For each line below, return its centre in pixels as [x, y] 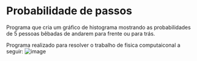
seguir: [15, 51]
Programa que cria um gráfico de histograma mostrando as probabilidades [98, 27]
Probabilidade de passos [69, 11]
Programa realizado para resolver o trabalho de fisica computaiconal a [93, 45]
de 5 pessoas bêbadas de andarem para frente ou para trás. [81, 33]
